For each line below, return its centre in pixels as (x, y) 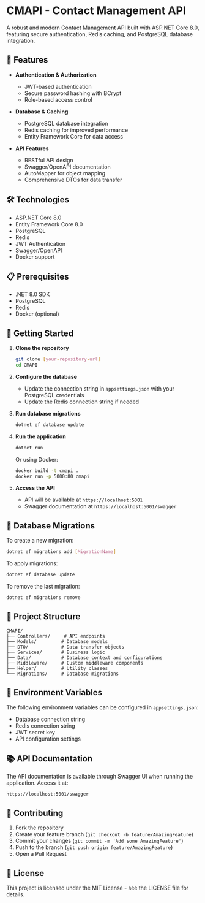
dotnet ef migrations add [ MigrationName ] (61, 552)
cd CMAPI (26, 365)
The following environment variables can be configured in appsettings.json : (102, 707)
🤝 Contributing (35, 813)
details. (16, 894)
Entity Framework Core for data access (74, 136)
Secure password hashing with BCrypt (73, 93)
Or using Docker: (36, 459)
